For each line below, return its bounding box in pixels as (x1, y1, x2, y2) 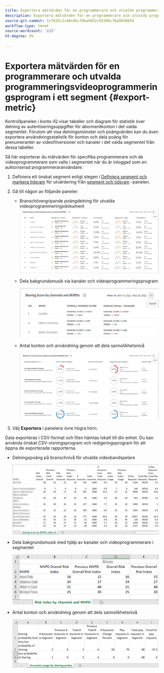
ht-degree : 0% (5, 34, 34, 39)
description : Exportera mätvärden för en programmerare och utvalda (5, 13, 147, 18)
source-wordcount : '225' (5, 28, 56, 34)
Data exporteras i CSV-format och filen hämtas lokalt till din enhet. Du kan (5, 435, 154, 441)
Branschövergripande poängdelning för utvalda (19, 198, 115, 204)
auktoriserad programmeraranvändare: (5, 164, 83, 170)
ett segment (57, 92, 107, 103)
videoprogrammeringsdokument (19, 203, 84, 209)
